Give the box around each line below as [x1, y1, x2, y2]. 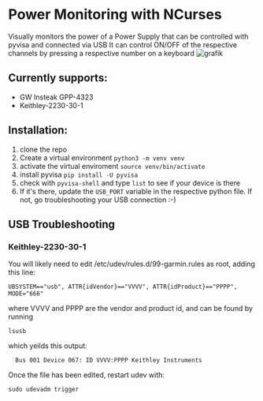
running [8, 312, 34, 321]
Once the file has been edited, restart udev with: [8, 370, 165, 380]
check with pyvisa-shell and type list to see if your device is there [19, 178, 241, 187]
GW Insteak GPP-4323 [19, 92, 94, 102]
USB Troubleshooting [8, 217, 116, 230]
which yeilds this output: [8, 341, 88, 350]
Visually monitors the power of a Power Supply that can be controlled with [8, 32, 249, 41]
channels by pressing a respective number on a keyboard [8, 48, 195, 58]
